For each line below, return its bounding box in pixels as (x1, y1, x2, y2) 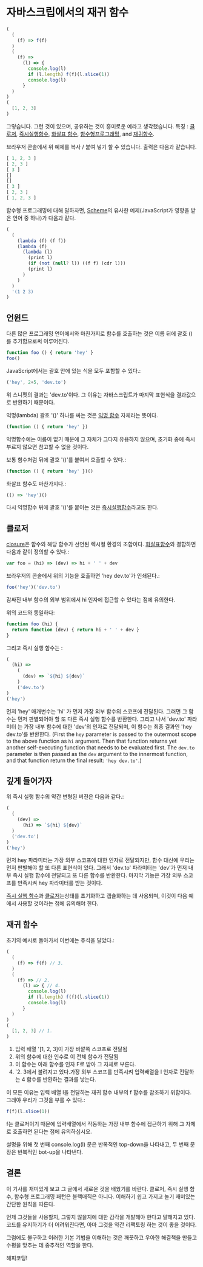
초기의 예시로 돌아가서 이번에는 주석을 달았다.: (6, 937, 115, 944)
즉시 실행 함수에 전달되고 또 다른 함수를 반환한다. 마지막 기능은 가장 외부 (12, 872, 182, 879)
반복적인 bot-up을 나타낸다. (17, 1148, 84, 1156)
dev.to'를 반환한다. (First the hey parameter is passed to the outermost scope (6, 731, 197, 738)
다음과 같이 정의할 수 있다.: (6, 548, 70, 555)
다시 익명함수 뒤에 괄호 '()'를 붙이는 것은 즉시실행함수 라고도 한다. (6, 504, 159, 511)
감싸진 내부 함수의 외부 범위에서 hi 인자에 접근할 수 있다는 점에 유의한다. (6, 595, 176, 603)
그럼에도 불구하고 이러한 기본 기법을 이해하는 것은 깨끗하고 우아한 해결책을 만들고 (6, 1234, 198, 1241)
